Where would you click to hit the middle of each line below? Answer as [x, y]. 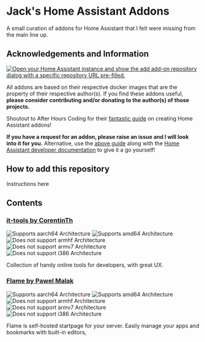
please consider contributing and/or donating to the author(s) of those [98, 100]
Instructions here [28, 184]
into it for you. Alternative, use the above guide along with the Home [93, 143]
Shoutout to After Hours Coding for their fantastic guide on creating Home [100, 118]
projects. [18, 106]
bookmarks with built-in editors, [47, 332]
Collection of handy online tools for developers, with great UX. [85, 265]
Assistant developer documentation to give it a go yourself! [81, 150]
